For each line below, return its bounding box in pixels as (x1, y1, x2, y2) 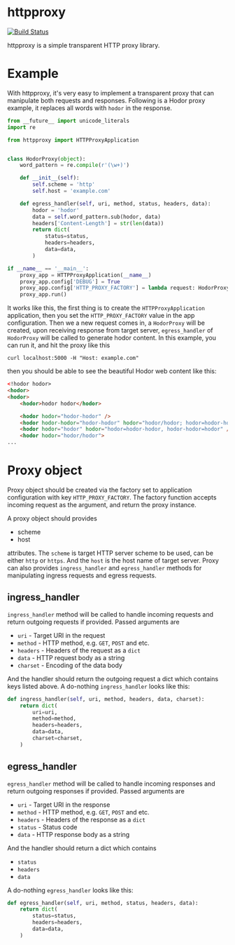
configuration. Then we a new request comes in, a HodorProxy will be (7, 319, 205, 327)
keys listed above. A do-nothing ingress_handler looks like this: (7, 682, 190, 690)
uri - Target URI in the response (17, 800, 111, 809)
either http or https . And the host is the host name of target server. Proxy (7, 556, 219, 565)
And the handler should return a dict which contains (7, 843, 157, 852)
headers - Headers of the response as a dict (17, 815, 145, 824)
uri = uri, (32, 709, 58, 716)
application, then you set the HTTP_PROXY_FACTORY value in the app (7, 311, 195, 320)
